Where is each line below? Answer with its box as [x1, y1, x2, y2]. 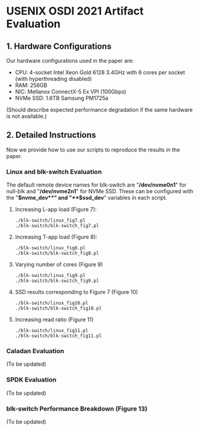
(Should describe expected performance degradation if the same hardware [6, 106, 193, 113]
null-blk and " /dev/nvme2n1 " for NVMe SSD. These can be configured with [6, 188, 194, 195]
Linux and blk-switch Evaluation [6, 167, 103, 176]
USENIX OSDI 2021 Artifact [6, 4, 144, 18]
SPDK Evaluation [6, 375, 57, 384]
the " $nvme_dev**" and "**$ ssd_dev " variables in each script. [6, 194, 168, 202]
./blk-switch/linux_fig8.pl [14, 245, 86, 251]
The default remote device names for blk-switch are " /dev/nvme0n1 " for [6, 181, 187, 188]
